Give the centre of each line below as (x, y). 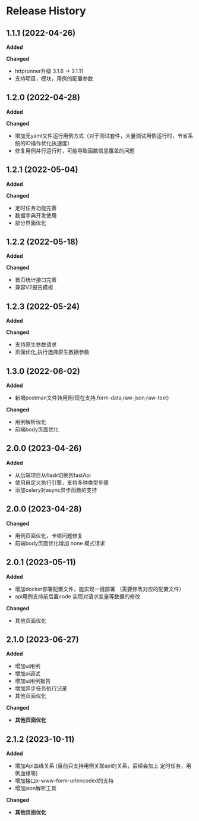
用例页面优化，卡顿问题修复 (49, 536)
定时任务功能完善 (36, 208)
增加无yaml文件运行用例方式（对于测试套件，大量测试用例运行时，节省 (101, 136)
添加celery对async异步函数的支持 (56, 490)
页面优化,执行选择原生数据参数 (52, 352)
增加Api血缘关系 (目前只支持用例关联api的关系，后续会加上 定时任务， (100, 766)
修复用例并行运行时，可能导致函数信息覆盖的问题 (75, 151)
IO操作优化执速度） (49, 143)
